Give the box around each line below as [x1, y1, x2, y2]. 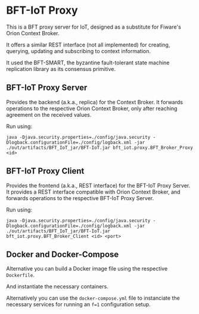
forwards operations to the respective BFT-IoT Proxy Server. [6, 194, 154, 201]
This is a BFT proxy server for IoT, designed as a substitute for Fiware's [6, 23, 182, 30]
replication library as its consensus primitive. [6, 65, 116, 72]
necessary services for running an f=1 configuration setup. [6, 301, 151, 308]
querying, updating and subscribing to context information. [6, 47, 151, 54]
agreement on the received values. [6, 111, 92, 118]
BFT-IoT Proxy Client [6, 166, 85, 176]
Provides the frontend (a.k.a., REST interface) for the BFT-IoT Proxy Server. [6, 182, 191, 189]
